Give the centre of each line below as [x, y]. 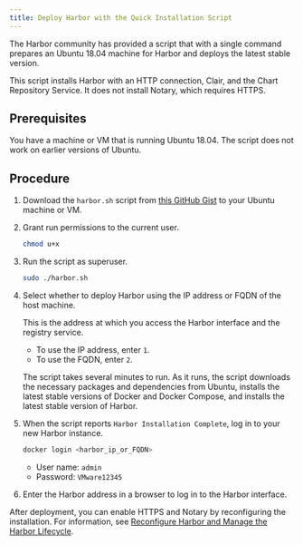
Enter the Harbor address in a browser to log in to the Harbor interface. [155, 494]
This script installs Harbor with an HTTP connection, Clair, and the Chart [144, 80]
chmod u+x [41, 244]
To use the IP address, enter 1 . [93, 350]
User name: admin [69, 467]
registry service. [53, 332]
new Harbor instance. [63, 433]
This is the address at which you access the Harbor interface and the [151, 322]
